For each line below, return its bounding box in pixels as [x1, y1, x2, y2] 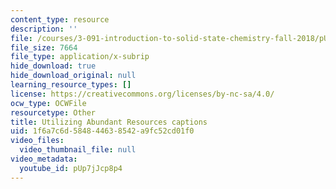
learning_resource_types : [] [10, 80, 132, 90]
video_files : [10, 136, 65, 146]
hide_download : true [10, 61, 97, 71]
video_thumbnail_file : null [19, 145, 137, 155]
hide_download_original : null [10, 71, 137, 81]
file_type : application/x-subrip [10, 52, 150, 62]
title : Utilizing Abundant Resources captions [10, 117, 208, 127]
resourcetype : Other [10, 107, 97, 118]
